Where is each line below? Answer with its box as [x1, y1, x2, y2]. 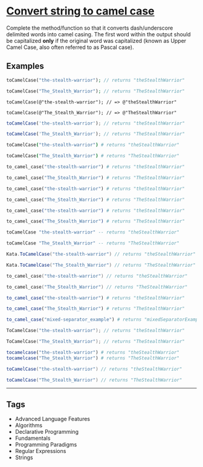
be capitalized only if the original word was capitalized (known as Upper [6, 37, 187, 44]
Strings [14, 454, 33, 461]
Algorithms [14, 422, 43, 429]
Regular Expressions [14, 448, 66, 455]
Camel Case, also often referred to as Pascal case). [6, 44, 134, 51]
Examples [6, 61, 44, 71]
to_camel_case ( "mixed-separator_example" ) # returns [6, 316, 142, 323]
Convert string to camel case [6, 4, 155, 18]
